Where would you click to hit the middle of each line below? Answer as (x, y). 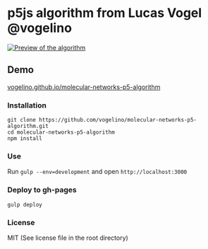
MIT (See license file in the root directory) (68, 238)
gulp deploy (25, 204)
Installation (27, 105)
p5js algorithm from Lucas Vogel (105, 13)
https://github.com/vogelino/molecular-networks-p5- (118, 120)
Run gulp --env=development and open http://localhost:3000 (97, 172)
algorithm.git (28, 126)
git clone (22, 120)
